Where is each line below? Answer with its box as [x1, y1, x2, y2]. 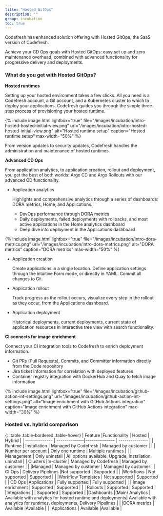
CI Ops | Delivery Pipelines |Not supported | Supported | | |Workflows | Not [5, 468, 156, 474]
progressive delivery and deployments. [5, 59, 84, 65]
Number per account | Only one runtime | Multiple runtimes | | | [5, 448, 132, 454]
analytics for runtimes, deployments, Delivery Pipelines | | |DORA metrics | [5, 500, 155, 506]
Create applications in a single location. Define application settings [12, 265, 146, 271]
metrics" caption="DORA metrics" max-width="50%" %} [5, 246, 120, 252]
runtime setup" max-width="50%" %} [5, 133, 81, 139]
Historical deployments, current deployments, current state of [12, 319, 137, 325]
